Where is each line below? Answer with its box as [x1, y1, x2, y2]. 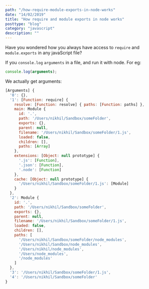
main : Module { [14, 106, 46, 112]
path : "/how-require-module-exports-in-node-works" [5, 7, 115, 13]
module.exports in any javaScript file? [5, 50, 82, 56]
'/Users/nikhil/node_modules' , [18, 246, 84, 251]
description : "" [5, 31, 39, 36]
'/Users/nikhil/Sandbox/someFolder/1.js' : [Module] [18, 181, 129, 186]
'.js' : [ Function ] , [18, 158, 59, 163]
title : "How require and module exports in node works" [5, 17, 124, 22]
